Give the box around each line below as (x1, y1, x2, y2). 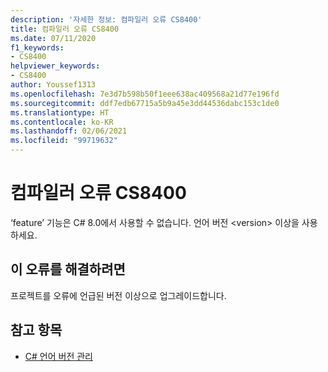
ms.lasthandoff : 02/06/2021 (10, 126, 128, 136)
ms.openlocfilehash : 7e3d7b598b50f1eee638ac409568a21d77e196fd (10, 89, 280, 99)
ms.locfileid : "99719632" (10, 136, 118, 146)
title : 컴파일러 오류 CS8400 (10, 24, 120, 34)
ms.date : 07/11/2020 (10, 33, 97, 43)
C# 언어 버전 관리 (24, 350, 93, 362)
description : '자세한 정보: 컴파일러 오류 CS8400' (10, 14, 203, 25)
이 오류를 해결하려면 (10, 261, 126, 278)
